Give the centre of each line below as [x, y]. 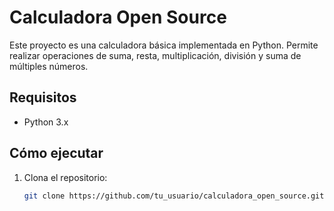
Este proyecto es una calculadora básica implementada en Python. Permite [164, 45]
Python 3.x [46, 122]
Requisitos [43, 97]
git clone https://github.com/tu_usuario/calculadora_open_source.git [174, 196]
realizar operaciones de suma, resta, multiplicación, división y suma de [155, 55]
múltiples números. [49, 66]
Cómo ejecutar [56, 153]
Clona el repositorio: [65, 177]
